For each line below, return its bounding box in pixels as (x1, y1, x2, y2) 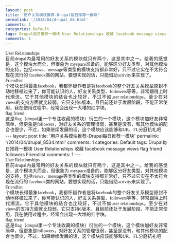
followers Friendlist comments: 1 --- (5, 151, 81, 157)
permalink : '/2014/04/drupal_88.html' (5, 17, 89, 22)
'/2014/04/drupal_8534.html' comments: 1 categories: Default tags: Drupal (5, 139, 163, 145)
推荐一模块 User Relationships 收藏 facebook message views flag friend (9, 145, 162, 152)
